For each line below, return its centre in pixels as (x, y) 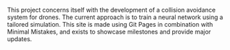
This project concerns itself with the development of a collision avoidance (112, 10)
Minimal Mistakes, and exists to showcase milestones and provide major (109, 32)
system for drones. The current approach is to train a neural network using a (115, 17)
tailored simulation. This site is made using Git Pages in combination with (110, 24)
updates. (20, 39)
